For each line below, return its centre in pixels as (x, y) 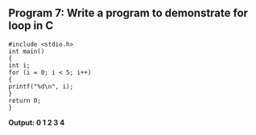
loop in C (31, 26)
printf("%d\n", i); (41, 86)
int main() (27, 51)
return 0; (25, 100)
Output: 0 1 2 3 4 (37, 122)
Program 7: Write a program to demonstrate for (128, 13)
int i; (19, 65)
